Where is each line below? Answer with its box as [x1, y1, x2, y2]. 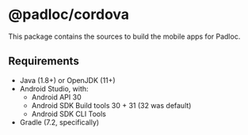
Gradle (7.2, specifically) [19, 117, 100, 127]
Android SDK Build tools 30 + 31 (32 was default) [31, 100, 192, 110]
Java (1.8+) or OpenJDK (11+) [19, 75, 116, 84]
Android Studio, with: [19, 84, 89, 93]
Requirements [8, 54, 79, 68]
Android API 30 [31, 92, 82, 102]
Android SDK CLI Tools [31, 109, 107, 118]
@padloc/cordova [8, 6, 129, 24]
